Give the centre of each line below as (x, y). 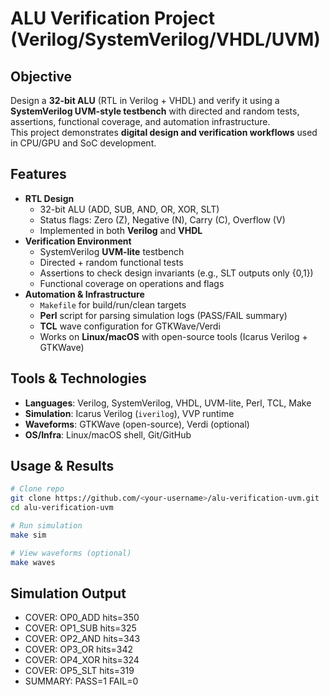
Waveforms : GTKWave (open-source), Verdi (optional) (137, 424)
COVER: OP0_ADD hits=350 (82, 618)
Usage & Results (62, 466)
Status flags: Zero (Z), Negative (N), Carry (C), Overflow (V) (162, 219)
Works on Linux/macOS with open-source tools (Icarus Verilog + (173, 336)
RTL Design (49, 198)
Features (38, 174)
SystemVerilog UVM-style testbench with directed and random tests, (155, 111)
